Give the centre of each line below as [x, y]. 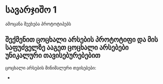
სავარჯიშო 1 [31, 10]
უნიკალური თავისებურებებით [53, 55]
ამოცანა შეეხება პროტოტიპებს [38, 24]
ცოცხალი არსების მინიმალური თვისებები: [51, 68]
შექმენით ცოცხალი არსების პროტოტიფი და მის [82, 40]
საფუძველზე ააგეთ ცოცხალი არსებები [67, 48]
